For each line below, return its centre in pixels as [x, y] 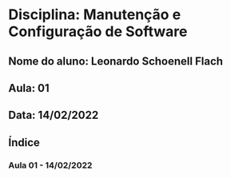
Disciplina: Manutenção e [95, 15]
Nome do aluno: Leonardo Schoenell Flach [116, 61]
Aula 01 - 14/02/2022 [50, 165]
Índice [24, 142]
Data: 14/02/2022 [54, 115]
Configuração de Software [98, 32]
